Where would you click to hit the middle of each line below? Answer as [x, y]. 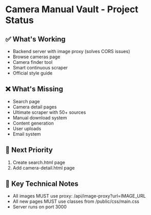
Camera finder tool [33, 62]
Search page [26, 101]
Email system [27, 134]
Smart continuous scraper [40, 68]
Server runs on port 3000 [40, 207]
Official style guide [33, 73]
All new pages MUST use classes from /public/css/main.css [76, 201]
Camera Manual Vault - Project [72, 9]
